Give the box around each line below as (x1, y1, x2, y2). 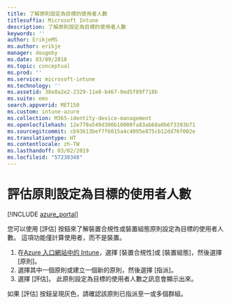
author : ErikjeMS (7, 37, 58, 44)
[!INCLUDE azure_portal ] (7, 210, 78, 218)
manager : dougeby (7, 50, 58, 57)
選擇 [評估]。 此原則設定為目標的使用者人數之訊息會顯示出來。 (17, 275, 197, 283)
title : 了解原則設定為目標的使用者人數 (7, 10, 108, 18)
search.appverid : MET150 (7, 102, 80, 109)
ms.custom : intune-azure (7, 108, 80, 115)
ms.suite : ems (7, 95, 49, 103)
